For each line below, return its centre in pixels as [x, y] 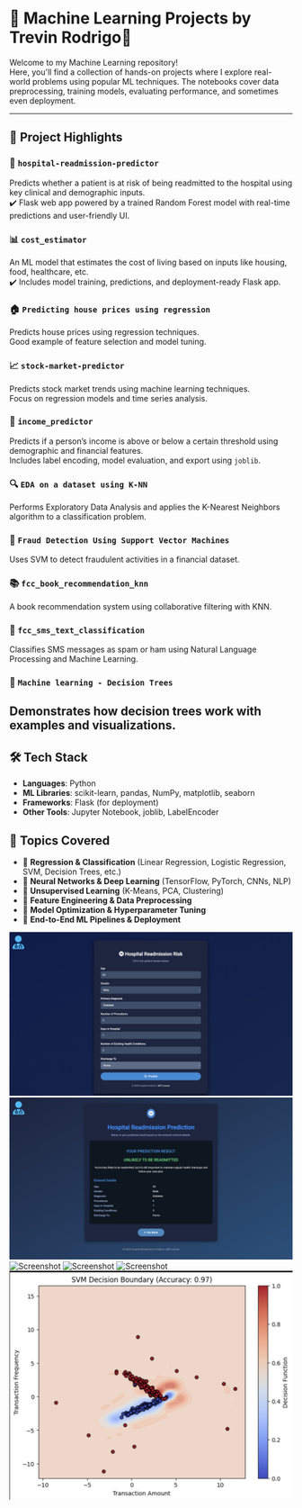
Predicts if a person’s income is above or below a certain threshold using [144, 441]
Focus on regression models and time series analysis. [109, 398]
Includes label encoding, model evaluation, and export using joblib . [135, 460]
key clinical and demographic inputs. [77, 192]
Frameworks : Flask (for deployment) [90, 803]
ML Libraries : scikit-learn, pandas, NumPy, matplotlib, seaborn [138, 793]
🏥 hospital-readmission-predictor [84, 163]
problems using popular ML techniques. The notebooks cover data [155, 81]
